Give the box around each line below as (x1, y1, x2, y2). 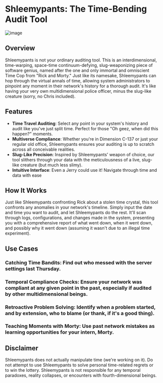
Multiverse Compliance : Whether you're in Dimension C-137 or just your (12, 136, 158, 142)
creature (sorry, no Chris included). (5, 93, 76, 99)
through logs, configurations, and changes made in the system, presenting (5, 215, 155, 221)
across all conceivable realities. (12, 146, 75, 152)
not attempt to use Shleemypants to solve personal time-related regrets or (5, 362, 154, 368)
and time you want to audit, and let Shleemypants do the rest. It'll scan (5, 210, 146, 216)
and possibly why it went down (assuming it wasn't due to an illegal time (5, 225, 150, 231)
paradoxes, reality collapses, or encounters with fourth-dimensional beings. (5, 372, 157, 379)
